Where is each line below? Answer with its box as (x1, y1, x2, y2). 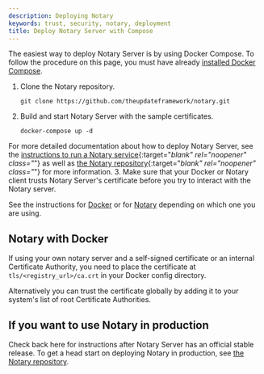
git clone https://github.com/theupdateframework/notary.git (19, 98, 231, 106)
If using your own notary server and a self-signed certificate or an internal (8, 254, 255, 263)
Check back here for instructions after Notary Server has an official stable (8, 340, 254, 349)
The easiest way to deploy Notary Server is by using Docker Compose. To (8, 49, 254, 59)
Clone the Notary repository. (19, 82, 115, 91)
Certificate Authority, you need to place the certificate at (8, 262, 196, 271)
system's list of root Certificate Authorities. (8, 295, 152, 305)
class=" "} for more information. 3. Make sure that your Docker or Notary (8, 167, 249, 177)
